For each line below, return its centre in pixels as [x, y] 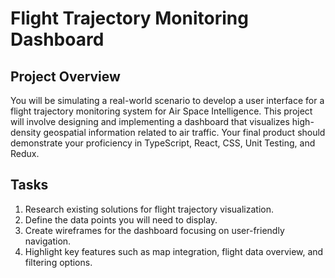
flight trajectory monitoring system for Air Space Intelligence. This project [161, 111]
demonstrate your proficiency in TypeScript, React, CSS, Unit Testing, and [163, 143]
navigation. [48, 241]
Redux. [25, 153]
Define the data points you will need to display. [121, 219]
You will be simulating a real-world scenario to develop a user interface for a [167, 100]
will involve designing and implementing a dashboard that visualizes [150, 121]
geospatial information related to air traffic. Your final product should [184, 132]
